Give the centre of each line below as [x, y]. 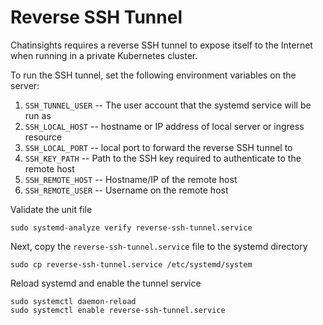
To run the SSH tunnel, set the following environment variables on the [153, 75]
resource [43, 137]
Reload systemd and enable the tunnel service [106, 283]
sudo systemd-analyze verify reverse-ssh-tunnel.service [131, 227]
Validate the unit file [51, 209]
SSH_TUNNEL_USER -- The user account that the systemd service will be [168, 105]
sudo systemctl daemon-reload [73, 301]
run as [38, 115]
